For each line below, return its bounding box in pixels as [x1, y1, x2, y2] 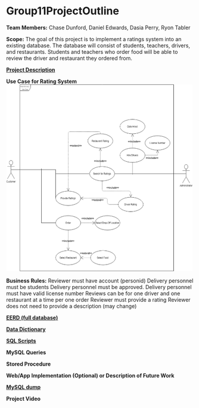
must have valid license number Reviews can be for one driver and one [6, 290, 181, 297]
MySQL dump [6, 384, 41, 391]
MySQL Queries [6, 348, 46, 356]
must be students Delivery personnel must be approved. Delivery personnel [6, 283, 192, 290]
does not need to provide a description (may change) [6, 302, 137, 309]
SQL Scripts [6, 337, 36, 344]
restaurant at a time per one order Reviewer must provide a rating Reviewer [6, 296, 191, 303]
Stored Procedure [6, 360, 51, 367]
